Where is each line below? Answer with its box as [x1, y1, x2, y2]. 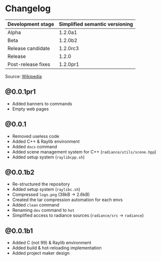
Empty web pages [12, 106, 49, 112]
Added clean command [12, 202, 60, 208]
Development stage [7, 21, 54, 27]
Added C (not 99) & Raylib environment [12, 240, 92, 246]
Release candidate [7, 45, 50, 52]
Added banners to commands [12, 101, 72, 106]
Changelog [5, 3, 51, 14]
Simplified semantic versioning [58, 21, 133, 27]
